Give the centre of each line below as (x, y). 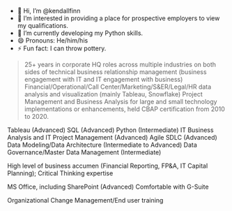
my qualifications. (42, 26)
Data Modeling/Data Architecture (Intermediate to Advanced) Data (102, 145)
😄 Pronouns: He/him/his (53, 41)
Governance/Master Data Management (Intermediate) (84, 152)
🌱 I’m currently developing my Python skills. (80, 33)
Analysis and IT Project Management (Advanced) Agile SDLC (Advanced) (112, 137)
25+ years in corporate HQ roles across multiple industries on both (120, 64)
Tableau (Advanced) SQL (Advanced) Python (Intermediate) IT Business (110, 130)
